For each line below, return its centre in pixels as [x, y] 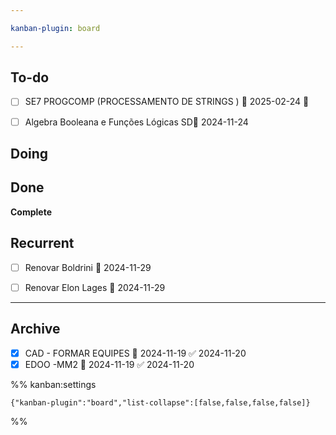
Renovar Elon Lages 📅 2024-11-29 [95, 287]
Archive [35, 329]
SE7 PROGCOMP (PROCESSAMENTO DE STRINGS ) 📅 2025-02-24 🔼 [167, 102]
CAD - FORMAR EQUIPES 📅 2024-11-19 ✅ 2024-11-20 [135, 353]
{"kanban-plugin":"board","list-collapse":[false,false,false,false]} [160, 402]
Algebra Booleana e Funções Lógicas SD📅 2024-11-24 [136, 122]
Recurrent [42, 243]
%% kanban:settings [53, 384]
